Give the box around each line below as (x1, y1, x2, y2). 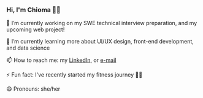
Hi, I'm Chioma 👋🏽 (6, 6, 61, 14)
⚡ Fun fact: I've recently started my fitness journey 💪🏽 (6, 71, 143, 78)
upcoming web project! (6, 26, 65, 33)
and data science (6, 44, 50, 51)
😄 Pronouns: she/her (6, 85, 61, 92)
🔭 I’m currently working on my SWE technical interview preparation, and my (6, 20, 197, 27)
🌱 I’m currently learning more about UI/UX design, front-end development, (6, 38, 194, 45)
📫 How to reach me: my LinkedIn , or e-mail (6, 56, 117, 64)
